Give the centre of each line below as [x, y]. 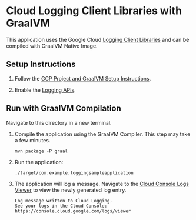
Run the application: [39, 162]
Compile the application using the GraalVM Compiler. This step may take [102, 134]
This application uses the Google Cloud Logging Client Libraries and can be [98, 39]
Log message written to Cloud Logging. [64, 201]
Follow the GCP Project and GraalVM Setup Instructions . [83, 78]
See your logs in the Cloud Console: [61, 206]
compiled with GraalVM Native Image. [52, 46]
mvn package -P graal [41, 151]
